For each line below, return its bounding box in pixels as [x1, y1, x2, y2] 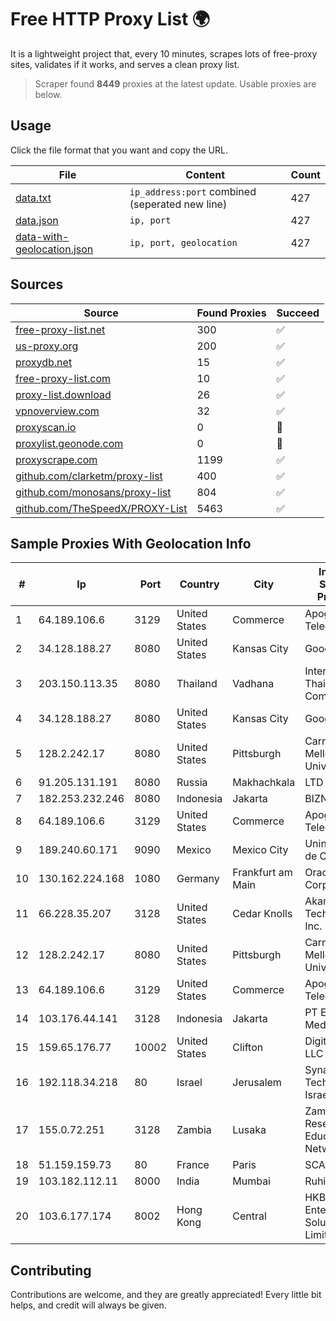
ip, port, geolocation [129, 237, 238, 248]
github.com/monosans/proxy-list [15, 485, 172, 499]
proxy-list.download [15, 387, 112, 401]
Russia [176, 776, 208, 790]
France [176, 1158, 210, 1172]
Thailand [176, 677, 218, 691]
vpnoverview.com [15, 404, 100, 418]
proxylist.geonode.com [15, 436, 124, 450]
